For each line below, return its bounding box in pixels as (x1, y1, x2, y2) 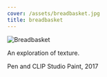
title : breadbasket (7, 16, 64, 23)
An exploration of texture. (7, 49, 80, 57)
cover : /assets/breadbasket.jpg (7, 10, 100, 17)
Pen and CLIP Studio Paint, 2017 (7, 62, 99, 70)
